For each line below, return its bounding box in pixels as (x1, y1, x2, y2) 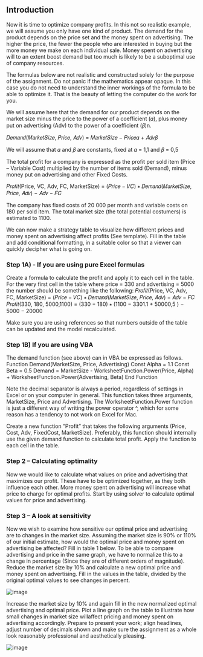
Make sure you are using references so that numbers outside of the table (6, 319, 188, 326)
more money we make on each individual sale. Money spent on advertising (6, 47, 192, 54)
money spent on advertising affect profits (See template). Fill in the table (6, 232, 186, 239)
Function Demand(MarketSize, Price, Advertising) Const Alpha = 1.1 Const (6, 361, 190, 368)
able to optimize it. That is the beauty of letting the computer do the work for (6, 90, 197, 97)
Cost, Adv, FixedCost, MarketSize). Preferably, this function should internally (6, 429, 197, 436)
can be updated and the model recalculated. (6, 326, 117, 333)
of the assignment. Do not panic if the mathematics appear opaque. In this (6, 77, 192, 85)
